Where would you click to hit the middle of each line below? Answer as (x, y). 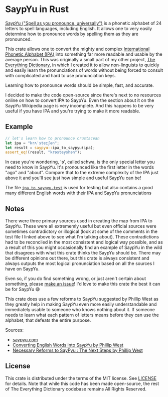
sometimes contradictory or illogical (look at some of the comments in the (81, 231)
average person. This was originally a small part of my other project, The (80, 59)
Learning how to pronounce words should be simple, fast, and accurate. (79, 85)
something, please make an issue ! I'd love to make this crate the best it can (83, 284)
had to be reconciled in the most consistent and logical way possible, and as (84, 242)
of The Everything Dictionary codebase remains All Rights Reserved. (76, 389)
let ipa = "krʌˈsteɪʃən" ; (32, 143)
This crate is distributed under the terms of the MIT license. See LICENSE (81, 378)
